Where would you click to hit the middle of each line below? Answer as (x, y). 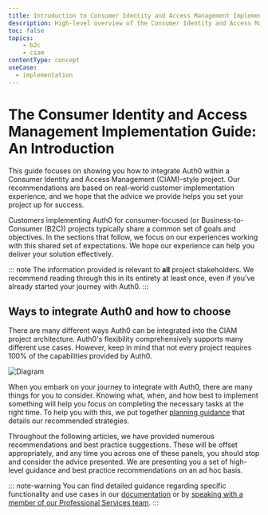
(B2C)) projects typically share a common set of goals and (140, 228)
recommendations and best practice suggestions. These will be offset (123, 445)
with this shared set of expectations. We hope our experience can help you (132, 245)
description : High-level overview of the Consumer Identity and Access (130, 23)
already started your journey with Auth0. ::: (79, 286)
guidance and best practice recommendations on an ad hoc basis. (134, 470)
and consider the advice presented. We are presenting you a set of (118, 462)
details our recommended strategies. (69, 421)
